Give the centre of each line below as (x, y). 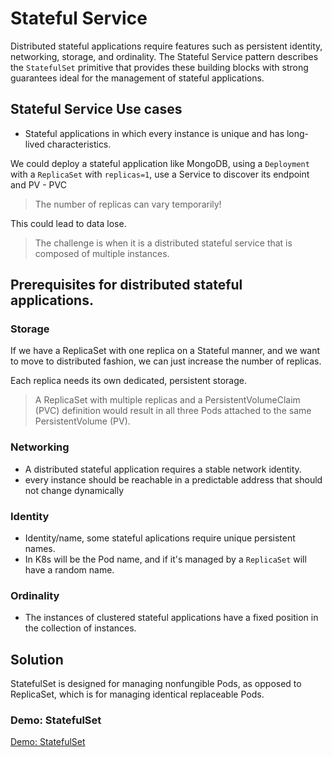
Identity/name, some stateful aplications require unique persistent (160, 538)
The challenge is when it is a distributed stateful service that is (163, 243)
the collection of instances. (80, 628)
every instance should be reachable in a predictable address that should (173, 479)
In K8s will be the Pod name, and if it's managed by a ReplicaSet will (165, 559)
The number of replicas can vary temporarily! (128, 204)
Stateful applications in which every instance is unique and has (154, 133)
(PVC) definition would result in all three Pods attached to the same (173, 411)
